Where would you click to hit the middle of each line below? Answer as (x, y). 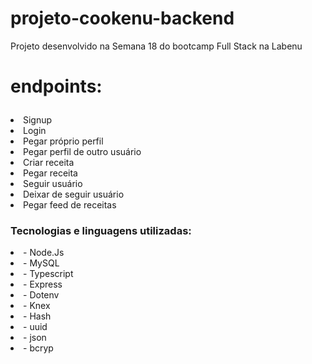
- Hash (37, 316)
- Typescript (48, 274)
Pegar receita (50, 173)
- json (35, 338)
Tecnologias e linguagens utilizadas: (101, 231)
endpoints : (56, 86)
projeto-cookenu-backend (122, 18)
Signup (38, 120)
